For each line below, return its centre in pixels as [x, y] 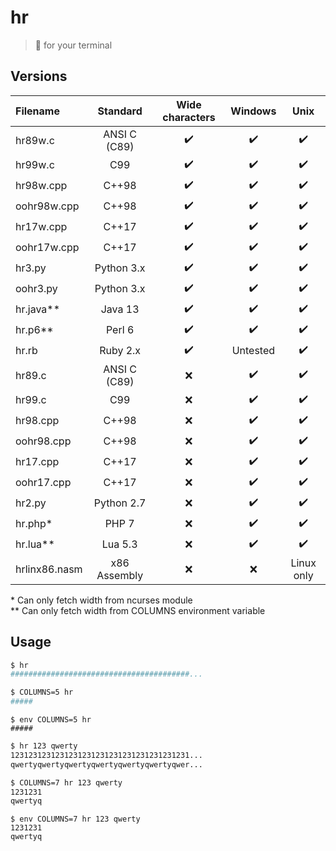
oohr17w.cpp [47, 248]
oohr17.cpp [43, 483]
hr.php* [34, 524]
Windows [253, 111]
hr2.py [31, 503]
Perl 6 [120, 330]
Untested [253, 351]
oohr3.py [36, 289]
